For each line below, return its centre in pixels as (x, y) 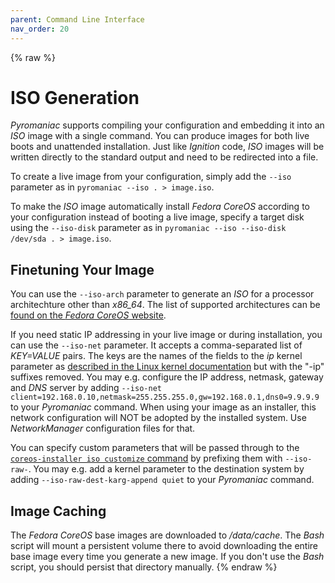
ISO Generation (75, 97)
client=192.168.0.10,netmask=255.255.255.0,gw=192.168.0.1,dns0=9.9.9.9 (165, 397)
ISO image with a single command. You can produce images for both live (160, 136)
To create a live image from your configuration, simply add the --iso (151, 177)
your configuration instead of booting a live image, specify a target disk (157, 217)
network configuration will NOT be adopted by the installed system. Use (158, 418)
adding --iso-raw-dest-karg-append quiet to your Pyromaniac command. (162, 480)
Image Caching (58, 511)
